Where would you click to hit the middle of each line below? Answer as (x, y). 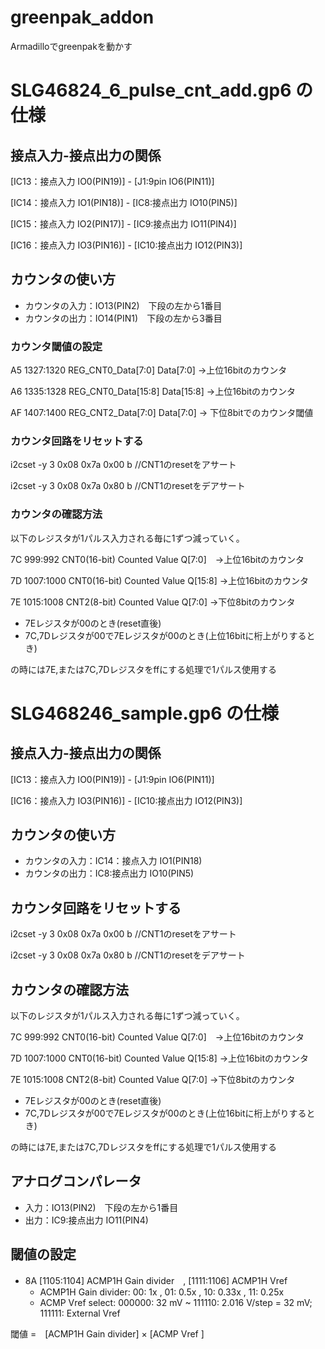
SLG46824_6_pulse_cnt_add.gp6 (151, 90)
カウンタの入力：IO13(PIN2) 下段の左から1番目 (123, 305)
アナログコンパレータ (76, 1181)
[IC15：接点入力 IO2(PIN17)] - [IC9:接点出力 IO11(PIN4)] (123, 223)
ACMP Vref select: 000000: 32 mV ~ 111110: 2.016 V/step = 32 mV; (176, 1302)
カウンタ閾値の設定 (56, 346)
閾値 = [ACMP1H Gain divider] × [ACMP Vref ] (107, 1333)
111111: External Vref (80, 1313)
